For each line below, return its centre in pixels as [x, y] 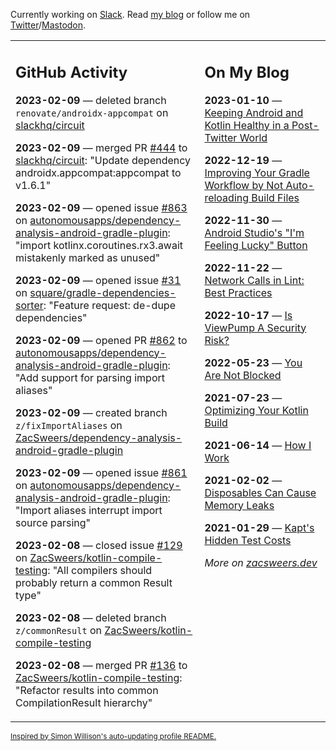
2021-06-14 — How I [258, 445]
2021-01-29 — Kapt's [259, 527]
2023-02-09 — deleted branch [91, 100]
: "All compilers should [100, 570]
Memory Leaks [239, 505]
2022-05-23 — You [253, 362]
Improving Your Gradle [257, 172]
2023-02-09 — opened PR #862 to [101, 340]
